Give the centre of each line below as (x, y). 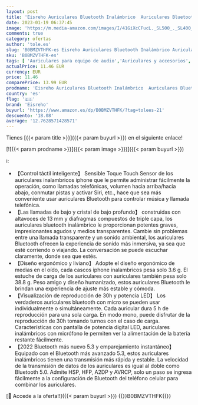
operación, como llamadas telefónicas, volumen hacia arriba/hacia (95, 187)
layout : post (22, 11)
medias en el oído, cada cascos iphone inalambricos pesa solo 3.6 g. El (101, 270)
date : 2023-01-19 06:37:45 (39, 22)
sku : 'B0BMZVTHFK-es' (33, 55)
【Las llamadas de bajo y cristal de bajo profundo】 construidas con (98, 212)
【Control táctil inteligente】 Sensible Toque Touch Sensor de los (94, 174)
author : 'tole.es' (29, 45)
